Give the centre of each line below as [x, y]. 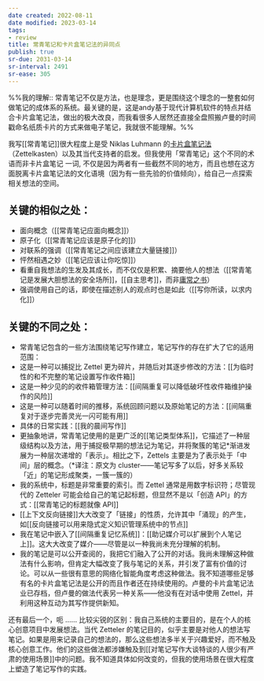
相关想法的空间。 [36, 183]
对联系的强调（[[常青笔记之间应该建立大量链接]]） [101, 250]
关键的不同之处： [49, 326]
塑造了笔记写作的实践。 [53, 669]
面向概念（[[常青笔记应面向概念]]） [76, 231]
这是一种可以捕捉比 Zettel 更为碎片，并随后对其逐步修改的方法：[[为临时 [136, 367]
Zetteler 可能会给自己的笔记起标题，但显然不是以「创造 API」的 [138, 495]
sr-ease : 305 [29, 74]
